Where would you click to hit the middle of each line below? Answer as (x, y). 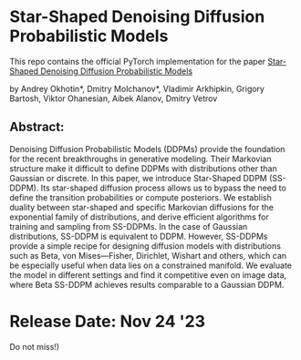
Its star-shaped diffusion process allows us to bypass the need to (164, 188)
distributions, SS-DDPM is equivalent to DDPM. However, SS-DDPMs (139, 236)
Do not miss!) (35, 346)
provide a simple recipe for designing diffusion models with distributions (145, 246)
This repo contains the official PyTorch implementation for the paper (138, 61)
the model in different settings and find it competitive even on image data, (148, 274)
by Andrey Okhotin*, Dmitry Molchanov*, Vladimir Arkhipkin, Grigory (137, 88)
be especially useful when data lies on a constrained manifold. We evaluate (150, 265)
